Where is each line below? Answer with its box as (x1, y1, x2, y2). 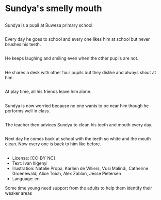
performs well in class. (5, 108, 50, 114)
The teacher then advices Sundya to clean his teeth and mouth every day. (5, 122, 153, 127)
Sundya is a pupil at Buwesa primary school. (5, 22, 94, 28)
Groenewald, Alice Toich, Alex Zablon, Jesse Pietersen (12, 170, 121, 176)
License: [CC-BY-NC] (12, 155, 55, 161)
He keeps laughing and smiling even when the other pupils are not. (5, 55, 139, 61)
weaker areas (5, 190, 32, 196)
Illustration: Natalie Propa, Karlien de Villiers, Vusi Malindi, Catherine (12, 165, 149, 171)
